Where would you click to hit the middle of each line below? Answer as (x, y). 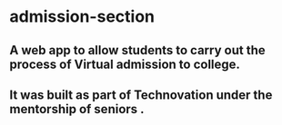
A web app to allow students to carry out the (137, 50)
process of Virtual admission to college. (125, 64)
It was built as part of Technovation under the (141, 95)
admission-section (82, 17)
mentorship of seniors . (77, 109)
